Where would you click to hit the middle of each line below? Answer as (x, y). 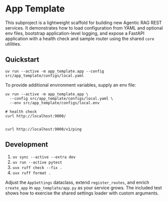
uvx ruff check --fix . (37, 168)
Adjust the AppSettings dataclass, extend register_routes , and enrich (77, 182)
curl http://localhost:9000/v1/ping (43, 129)
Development (27, 145)
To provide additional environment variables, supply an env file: (71, 85)
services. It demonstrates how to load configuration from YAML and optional (84, 28)
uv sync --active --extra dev (44, 157)
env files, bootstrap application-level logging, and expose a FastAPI (75, 33)
